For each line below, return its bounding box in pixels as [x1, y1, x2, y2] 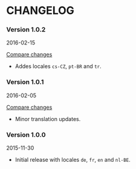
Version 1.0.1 [6, 78, 44, 86]
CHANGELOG [6, 4, 74, 18]
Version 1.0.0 [6, 130, 46, 139]
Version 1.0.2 [6, 26, 46, 34]
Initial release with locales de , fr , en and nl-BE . [15, 156, 131, 164]
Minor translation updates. [15, 115, 81, 122]
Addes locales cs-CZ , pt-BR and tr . [15, 63, 102, 70]
